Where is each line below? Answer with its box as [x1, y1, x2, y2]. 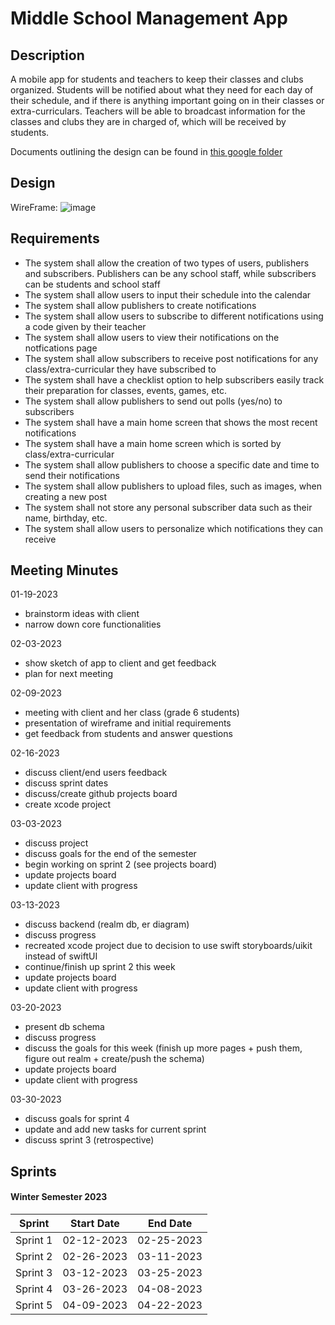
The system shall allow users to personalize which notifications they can [24, 522, 323, 534]
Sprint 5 [15, 1298, 53, 1312]
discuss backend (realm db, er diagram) [24, 918, 190, 931]
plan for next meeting [24, 668, 114, 680]
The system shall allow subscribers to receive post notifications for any [24, 352, 319, 364]
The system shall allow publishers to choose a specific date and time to [24, 458, 320, 471]
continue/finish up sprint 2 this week [24, 961, 176, 973]
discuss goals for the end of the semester [24, 848, 197, 860]
